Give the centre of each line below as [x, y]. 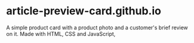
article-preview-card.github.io [84, 11]
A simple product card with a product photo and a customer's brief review [97, 27]
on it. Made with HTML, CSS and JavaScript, [61, 33]
